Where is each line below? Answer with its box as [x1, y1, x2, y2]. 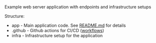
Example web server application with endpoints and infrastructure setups [4, 4, 152, 10]
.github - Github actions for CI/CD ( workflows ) [11, 28, 104, 33]
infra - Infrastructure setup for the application [11, 33, 103, 38]
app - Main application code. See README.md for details [11, 22, 126, 28]
